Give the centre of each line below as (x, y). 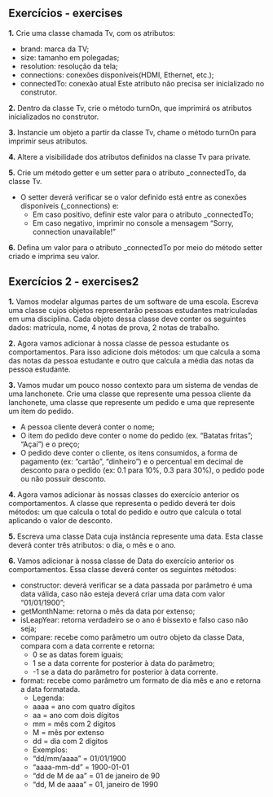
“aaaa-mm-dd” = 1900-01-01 (81, 767)
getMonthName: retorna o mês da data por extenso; (108, 611)
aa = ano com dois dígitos (76, 715)
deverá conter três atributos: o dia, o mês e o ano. (92, 544)
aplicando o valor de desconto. (60, 520)
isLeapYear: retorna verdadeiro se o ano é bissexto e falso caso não (134, 619)
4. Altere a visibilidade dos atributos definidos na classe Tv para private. (130, 156)
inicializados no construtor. (54, 117)
